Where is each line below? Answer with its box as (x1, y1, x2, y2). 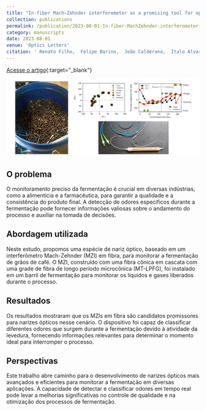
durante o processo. (6, 278, 58, 285)
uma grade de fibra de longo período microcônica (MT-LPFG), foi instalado (6, 264, 196, 272)
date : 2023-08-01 (6, 36, 51, 42)
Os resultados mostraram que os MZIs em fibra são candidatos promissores (6, 312, 199, 319)
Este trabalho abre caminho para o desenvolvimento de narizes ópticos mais (6, 372, 200, 380)
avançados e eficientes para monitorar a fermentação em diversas (6, 378, 175, 386)
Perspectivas (6, 356, 58, 366)
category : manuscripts (6, 29, 64, 36)
